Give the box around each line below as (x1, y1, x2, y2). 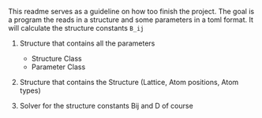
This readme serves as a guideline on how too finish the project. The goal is (8, 7, 255, 16)
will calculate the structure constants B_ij (8, 24, 144, 32)
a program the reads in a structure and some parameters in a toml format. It (8, 15, 254, 24)
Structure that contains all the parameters (19, 39, 155, 48)
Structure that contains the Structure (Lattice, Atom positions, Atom (19, 78, 239, 87)
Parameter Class (31, 62, 86, 72)
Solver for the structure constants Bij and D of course (19, 101, 193, 110)
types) (19, 86, 41, 95)
